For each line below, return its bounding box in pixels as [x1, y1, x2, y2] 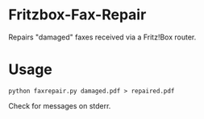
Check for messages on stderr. [8, 101, 111, 110]
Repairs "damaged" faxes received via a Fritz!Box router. [8, 32, 197, 42]
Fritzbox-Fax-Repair [8, 6, 147, 24]
